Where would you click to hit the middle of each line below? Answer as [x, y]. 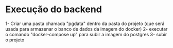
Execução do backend [54, 9]
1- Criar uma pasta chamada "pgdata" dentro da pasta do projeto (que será [85, 23]
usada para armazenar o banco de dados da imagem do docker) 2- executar [86, 29]
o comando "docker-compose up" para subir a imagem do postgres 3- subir [86, 34]
